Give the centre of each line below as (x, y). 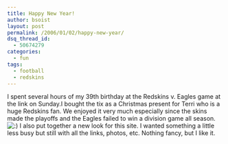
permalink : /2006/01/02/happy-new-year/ (66, 33)
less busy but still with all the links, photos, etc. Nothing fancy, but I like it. (111, 133)
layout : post (26, 26)
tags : (15, 64)
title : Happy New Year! (41, 13)
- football (29, 71)
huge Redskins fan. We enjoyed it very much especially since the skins (107, 111)
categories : (24, 52)
